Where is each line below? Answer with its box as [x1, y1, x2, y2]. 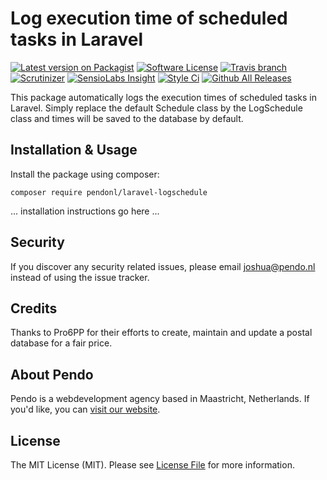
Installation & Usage [10, 142, 138, 159]
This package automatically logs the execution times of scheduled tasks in [10, 91, 317, 103]
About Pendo [10, 366, 94, 383]
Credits [10, 300, 58, 317]
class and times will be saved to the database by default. [10, 112, 244, 124]
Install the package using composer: [10, 168, 160, 180]
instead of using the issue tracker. [10, 271, 150, 283]
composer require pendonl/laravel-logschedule [10, 187, 208, 197]
